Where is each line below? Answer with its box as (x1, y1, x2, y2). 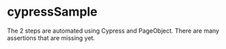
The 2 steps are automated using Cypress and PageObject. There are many (7, 27, 220, 35)
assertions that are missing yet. (7, 33, 96, 42)
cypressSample (7, 4, 98, 20)
